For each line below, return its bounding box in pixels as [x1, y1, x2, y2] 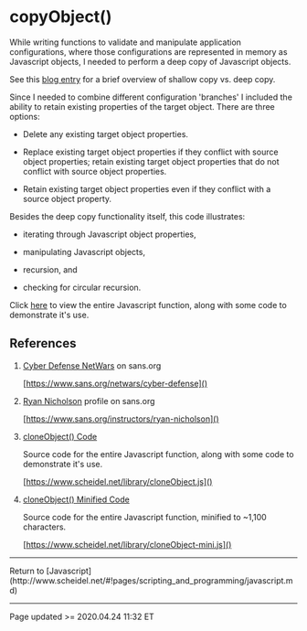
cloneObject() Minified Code [22, 494, 130, 505]
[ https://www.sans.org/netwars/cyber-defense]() [22, 378, 208, 389]
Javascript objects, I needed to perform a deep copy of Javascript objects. [9, 56, 291, 67]
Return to [9, 565, 45, 576]
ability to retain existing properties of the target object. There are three [9, 101, 276, 112]
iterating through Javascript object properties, [22, 229, 196, 240]
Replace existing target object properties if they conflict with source [22, 146, 279, 157]
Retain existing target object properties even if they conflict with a [22, 183, 271, 194]
